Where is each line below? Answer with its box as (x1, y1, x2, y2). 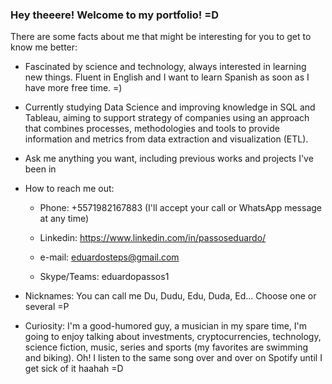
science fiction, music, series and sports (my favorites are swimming (24, 341, 308, 353)
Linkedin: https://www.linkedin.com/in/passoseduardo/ (39, 232, 267, 244)
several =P (24, 301, 70, 313)
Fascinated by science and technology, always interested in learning (24, 61, 307, 73)
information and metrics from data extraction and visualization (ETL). (24, 133, 309, 145)
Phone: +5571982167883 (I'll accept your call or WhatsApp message (39, 202, 322, 214)
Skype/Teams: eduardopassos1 (39, 271, 170, 283)
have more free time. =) (24, 82, 123, 94)
